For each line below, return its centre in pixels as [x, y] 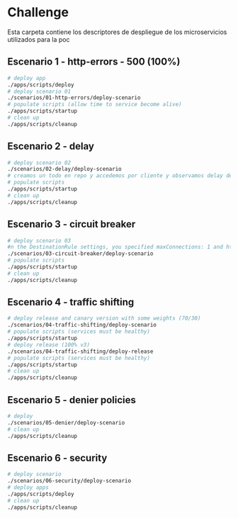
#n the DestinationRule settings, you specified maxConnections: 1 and [115, 247]
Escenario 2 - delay [51, 146]
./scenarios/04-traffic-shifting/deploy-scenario [82, 325]
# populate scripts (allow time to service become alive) [95, 105]
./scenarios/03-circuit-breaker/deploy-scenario [80, 254]
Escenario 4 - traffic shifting [71, 302]
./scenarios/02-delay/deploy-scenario [64, 169]
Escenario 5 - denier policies [72, 400]
